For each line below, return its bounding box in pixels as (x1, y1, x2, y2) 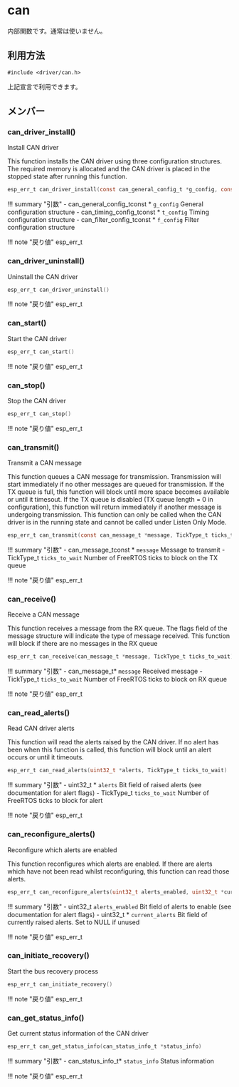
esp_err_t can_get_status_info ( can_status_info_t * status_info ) (7, 1043, 202, 1050)
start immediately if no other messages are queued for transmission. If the (7, 480, 225, 489)
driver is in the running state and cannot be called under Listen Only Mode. (7, 518, 227, 527)
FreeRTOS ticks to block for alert (7, 797, 103, 805)
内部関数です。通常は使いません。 (7, 26, 107, 35)
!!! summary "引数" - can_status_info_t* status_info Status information (7, 1056, 215, 1065)
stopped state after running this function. (7, 172, 128, 181)
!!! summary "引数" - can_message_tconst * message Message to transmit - (7, 545, 225, 554)
